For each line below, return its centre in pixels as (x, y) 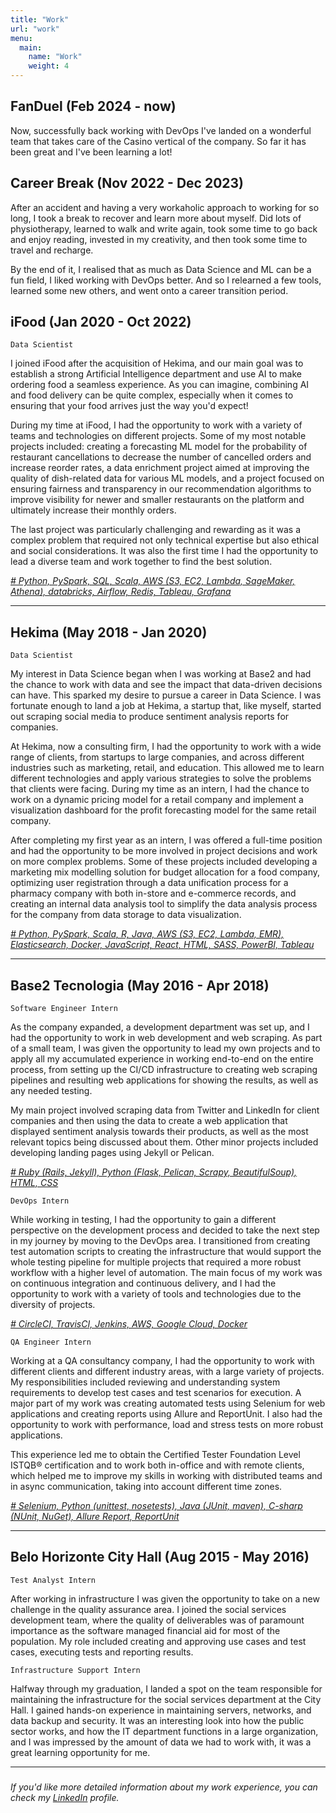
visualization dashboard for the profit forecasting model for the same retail (163, 810)
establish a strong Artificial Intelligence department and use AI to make (156, 374)
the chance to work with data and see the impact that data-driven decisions (166, 685)
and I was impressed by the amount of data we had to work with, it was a (161, 1742)
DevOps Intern (40, 1201)
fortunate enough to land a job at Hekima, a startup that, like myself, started (166, 706)
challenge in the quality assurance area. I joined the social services (148, 1609)
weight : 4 (49, 66)
